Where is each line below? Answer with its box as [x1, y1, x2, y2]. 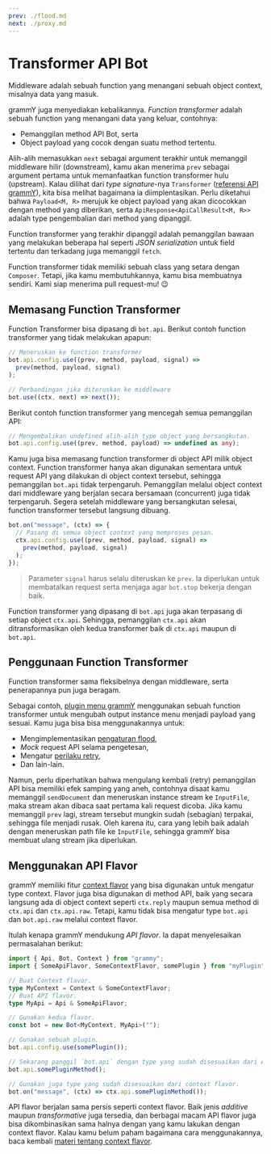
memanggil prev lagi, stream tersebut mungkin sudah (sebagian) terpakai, [8, 810, 254, 819]
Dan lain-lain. [19, 760, 65, 769]
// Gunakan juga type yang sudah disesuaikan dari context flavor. [8, 1080, 240, 1088]
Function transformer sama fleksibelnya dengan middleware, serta [8, 676, 229, 687]
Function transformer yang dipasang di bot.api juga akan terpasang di [8, 606, 243, 616]
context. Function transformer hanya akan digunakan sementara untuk [8, 462, 243, 473]
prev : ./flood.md [8, 11, 67, 20]
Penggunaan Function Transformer [8, 655, 189, 669]
